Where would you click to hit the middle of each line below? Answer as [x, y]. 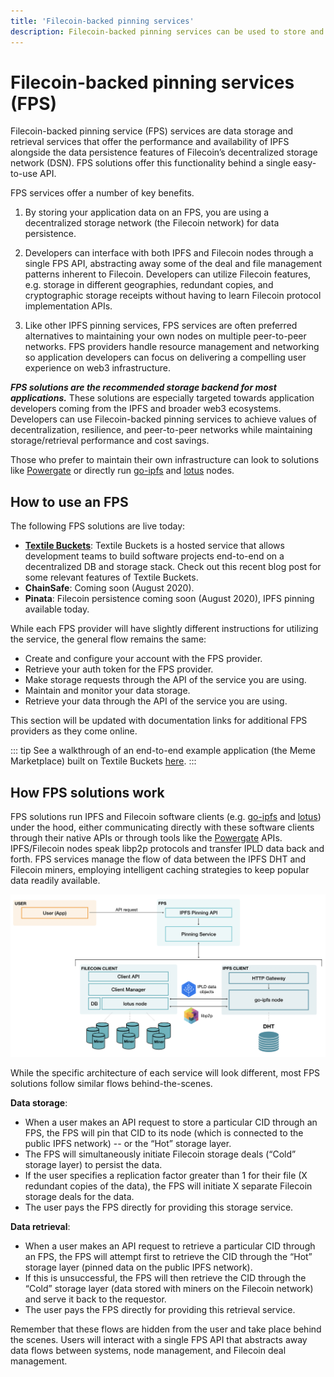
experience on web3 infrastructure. [98, 368]
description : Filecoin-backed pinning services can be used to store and [167, 31]
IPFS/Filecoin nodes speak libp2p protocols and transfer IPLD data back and [167, 849]
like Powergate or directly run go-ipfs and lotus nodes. [122, 471]
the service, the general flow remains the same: [108, 639]
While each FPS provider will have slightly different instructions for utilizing [164, 629]
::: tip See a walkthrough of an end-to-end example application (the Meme [163, 751]
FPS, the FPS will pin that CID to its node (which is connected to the [164, 1133]
